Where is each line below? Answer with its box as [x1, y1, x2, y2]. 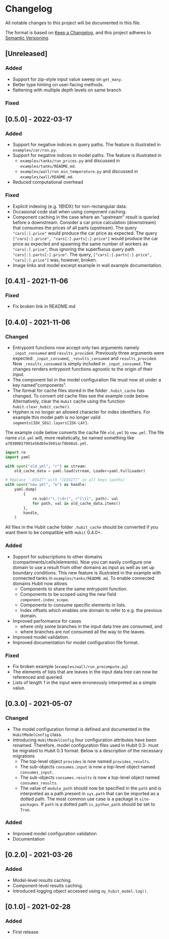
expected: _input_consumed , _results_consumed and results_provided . [12, 355, 157, 361]
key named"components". [12, 382, 67, 388]
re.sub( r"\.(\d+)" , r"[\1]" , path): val [32, 496, 119, 501]
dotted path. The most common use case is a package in [20, 796, 139, 802]
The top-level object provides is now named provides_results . [20, 758, 150, 764]
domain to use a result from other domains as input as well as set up [12, 564, 155, 570]
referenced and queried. [12, 674, 64, 680]
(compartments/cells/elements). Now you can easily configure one [12, 559, 152, 565]
